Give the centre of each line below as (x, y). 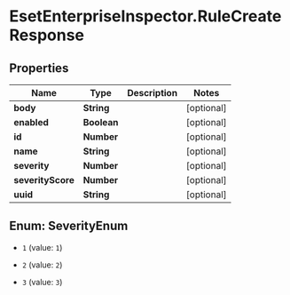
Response (47, 35)
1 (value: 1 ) (42, 247)
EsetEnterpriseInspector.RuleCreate (145, 16)
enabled (31, 122)
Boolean (101, 122)
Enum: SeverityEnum (69, 226)
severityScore (44, 180)
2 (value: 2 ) (42, 265)
